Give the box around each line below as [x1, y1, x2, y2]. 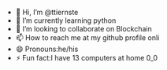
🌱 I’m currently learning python [15, 16, 117, 25]
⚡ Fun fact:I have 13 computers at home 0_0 [15, 53, 158, 62]
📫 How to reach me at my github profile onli [15, 33, 160, 42]
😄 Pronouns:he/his [15, 44, 79, 53]
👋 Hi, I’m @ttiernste [15, 8, 79, 17]
